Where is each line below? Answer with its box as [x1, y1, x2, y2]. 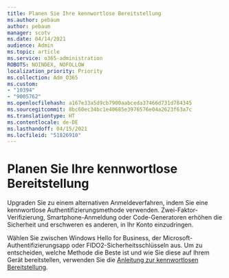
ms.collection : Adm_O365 [7, 74, 78, 81]
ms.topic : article [7, 49, 60, 56]
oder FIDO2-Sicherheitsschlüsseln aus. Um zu [71, 242, 203, 250]
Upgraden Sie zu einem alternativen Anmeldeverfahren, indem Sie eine [7, 199, 208, 207]
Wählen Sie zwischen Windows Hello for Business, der [7, 234, 162, 242]
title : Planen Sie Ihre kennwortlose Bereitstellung [7, 10, 162, 17]
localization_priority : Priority [7, 67, 103, 74]
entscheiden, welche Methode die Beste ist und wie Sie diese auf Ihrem [7, 248, 210, 257]
